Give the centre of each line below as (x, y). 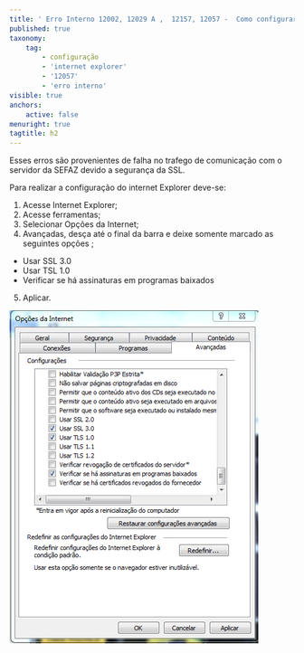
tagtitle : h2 (34, 134)
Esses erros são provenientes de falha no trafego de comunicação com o (146, 161)
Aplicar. (37, 298)
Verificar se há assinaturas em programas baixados (118, 280)
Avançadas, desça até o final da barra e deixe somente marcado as (148, 234)
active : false (52, 114)
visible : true (36, 95)
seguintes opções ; (58, 243)
